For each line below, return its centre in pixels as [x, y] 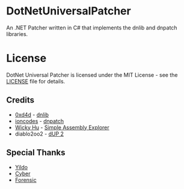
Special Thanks [36, 153]
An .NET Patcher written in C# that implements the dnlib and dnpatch [92, 28]
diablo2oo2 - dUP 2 [39, 134]
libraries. [17, 34]
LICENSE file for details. [36, 81]
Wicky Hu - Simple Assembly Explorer [62, 127]
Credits [20, 100]
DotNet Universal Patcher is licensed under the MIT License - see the [92, 75]
